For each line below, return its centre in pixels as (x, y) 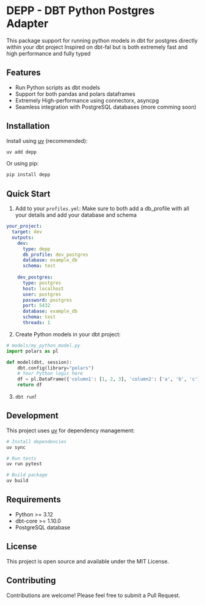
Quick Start (28, 194)
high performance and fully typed (49, 53)
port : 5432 (36, 306)
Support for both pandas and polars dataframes (75, 94)
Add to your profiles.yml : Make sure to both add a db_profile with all (102, 209)
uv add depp (21, 152)
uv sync (16, 447)
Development (33, 416)
